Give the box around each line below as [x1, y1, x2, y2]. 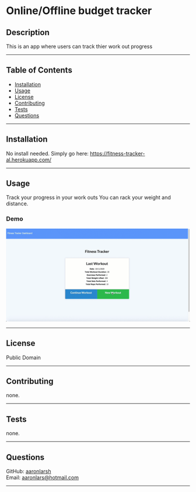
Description [6, 27, 50, 37]
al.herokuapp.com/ [6, 156, 51, 163]
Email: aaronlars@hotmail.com [6, 474, 79, 481]
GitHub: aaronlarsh [6, 467, 51, 474]
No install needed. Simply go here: [6, 150, 89, 157]
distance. [6, 200, 29, 207]
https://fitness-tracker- [90, 150, 145, 157]
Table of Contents [6, 66, 73, 75]
